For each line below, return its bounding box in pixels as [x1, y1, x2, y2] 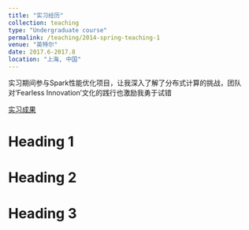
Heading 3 [8, 205, 77, 223]
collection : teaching [8, 19, 80, 27]
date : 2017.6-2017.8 [8, 48, 76, 56]
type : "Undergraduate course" [8, 26, 108, 34]
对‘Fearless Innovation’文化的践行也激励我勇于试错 [8, 87, 172, 97]
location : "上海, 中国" [8, 56, 81, 64]
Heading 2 [8, 169, 77, 187]
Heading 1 [8, 133, 75, 150]
